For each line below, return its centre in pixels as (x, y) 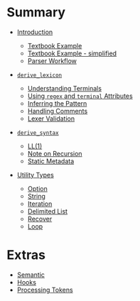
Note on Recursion (55, 153)
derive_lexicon (39, 75)
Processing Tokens (45, 290)
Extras (26, 255)
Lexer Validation (51, 119)
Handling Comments (58, 111)
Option (37, 188)
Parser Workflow (52, 60)
